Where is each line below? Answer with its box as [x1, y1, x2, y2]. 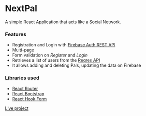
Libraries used [5, 74, 40, 81]
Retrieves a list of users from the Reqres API [12, 58, 100, 63]
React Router [12, 86, 38, 91]
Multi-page [12, 47, 35, 53]
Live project [5, 105, 29, 111]
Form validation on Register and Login [12, 52, 88, 58]
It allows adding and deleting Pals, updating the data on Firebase [12, 62, 141, 68]
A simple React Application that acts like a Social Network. [5, 19, 121, 25]
